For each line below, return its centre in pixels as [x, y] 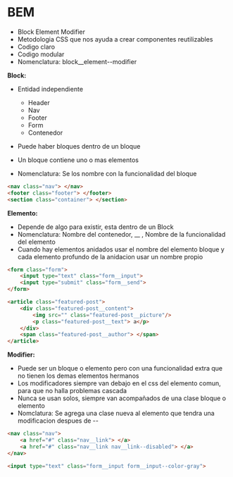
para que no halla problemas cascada [72, 391]
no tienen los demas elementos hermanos [78, 376]
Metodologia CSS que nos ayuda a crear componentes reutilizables [115, 39]
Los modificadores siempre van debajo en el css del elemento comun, [119, 383]
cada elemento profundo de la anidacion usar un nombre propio [110, 256]
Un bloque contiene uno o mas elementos [78, 160]
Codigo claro [36, 47]
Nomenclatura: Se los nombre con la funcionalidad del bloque [107, 173]
